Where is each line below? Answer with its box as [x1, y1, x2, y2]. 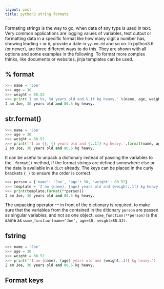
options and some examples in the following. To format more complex [5, 51, 145, 57]
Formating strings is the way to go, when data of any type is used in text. [5, 25, 151, 31]
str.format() [5, 115, 41, 123]
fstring [5, 231, 26, 240]
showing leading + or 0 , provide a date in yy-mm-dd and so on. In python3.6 [5, 40, 154, 46]
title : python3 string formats [5, 12, 69, 17]
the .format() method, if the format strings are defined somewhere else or [5, 159, 155, 166]
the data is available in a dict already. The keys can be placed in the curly [5, 165, 154, 171]
